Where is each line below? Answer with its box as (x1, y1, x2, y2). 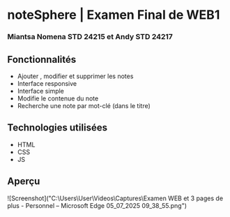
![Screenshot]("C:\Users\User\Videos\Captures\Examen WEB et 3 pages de (7, 194, 224, 202)
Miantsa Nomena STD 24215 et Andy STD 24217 (7, 32, 173, 42)
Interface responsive (17, 79, 77, 87)
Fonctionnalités (7, 53, 77, 66)
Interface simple (17, 87, 65, 95)
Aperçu (7, 175, 40, 188)
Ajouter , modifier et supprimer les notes (17, 72, 134, 80)
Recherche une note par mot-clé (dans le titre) (17, 101, 151, 110)
